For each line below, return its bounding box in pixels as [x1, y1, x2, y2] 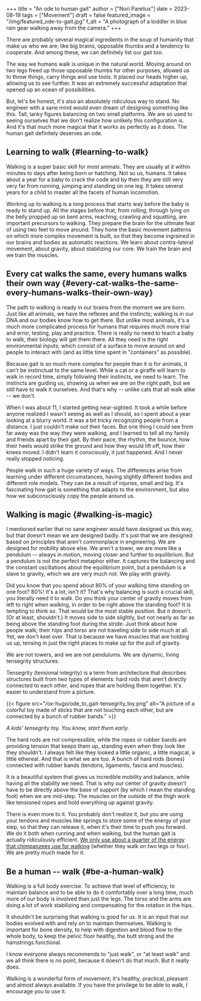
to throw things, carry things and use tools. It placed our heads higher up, [6, 73, 188, 80]
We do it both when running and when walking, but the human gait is [6, 830, 176, 837]
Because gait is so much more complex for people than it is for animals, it [6, 360, 188, 367]
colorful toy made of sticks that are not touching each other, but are [6, 707, 174, 714]
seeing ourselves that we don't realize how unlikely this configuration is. [6, 117, 185, 124]
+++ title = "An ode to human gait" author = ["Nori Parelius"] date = [6, 5, 173, 12]
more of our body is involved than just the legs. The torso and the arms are [6, 895, 191, 902]
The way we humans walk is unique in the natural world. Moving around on [6, 60, 191, 67]
